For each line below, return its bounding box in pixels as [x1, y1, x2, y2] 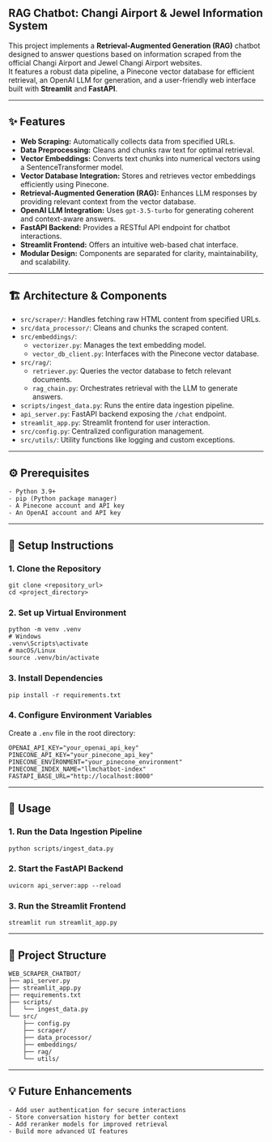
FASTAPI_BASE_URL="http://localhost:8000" [8, 772, 154, 781]
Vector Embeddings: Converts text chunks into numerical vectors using [19, 153, 261, 163]
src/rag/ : [19, 357, 53, 367]
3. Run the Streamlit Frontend [8, 900, 126, 911]
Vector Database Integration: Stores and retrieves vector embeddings [19, 170, 257, 181]
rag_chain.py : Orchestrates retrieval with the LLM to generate [32, 383, 238, 393]
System [8, 19, 49, 33]
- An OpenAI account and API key [8, 509, 121, 517]
